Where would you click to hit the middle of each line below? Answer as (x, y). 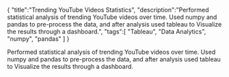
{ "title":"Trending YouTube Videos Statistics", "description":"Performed (108, 10)
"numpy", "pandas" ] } (38, 39)
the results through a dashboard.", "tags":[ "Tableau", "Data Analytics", (107, 31)
